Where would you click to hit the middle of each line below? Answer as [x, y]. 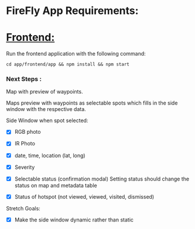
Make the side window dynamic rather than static [74, 220]
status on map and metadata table [56, 185]
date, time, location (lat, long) [50, 155]
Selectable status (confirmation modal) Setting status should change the [102, 179]
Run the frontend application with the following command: [76, 54]
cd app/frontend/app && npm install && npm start [68, 65]
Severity [25, 167]
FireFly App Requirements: [72, 11]
